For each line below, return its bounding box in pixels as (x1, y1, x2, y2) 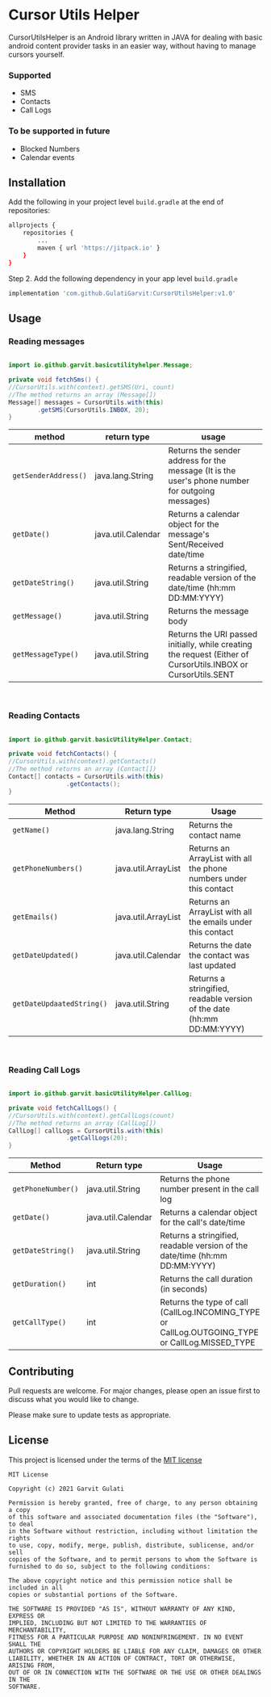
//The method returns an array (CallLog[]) (8, 1119, 157, 1128)
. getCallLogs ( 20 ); (65, 1134, 128, 1142)
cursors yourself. (8, 49, 65, 59)
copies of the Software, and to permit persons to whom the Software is (8, 1555, 258, 1564)
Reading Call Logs (8, 1064, 81, 1075)
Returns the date (188, 939, 252, 951)
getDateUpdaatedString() (12, 999, 108, 1008)
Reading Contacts (8, 710, 81, 721)
